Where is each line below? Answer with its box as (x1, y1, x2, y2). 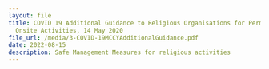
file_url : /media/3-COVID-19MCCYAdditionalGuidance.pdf (8, 33, 199, 42)
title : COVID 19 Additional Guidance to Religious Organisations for (8, 19, 246, 27)
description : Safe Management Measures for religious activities (8, 48, 231, 56)
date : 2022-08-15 (8, 41, 66, 49)
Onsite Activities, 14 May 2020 (15, 26, 124, 34)
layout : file (8, 11, 52, 20)
